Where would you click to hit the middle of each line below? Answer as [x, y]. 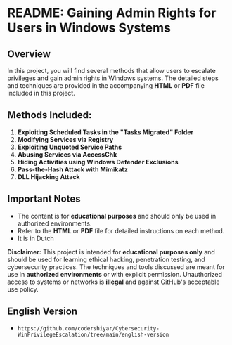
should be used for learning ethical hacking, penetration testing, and [106, 259]
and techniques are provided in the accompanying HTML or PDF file [106, 85]
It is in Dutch [36, 238]
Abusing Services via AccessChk [67, 154]
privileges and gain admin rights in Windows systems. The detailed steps [113, 78]
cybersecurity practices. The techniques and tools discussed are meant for [116, 267]
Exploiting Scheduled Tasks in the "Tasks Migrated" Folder [105, 132]
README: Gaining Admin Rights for [112, 13]
